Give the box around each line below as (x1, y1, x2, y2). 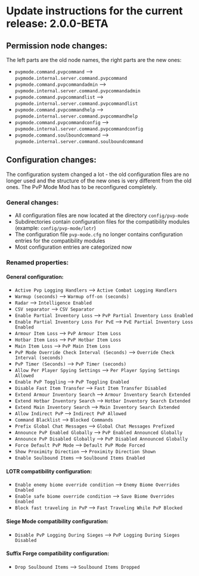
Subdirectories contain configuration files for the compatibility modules (14, 218, 190, 225)
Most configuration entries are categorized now (14, 243, 132, 251)
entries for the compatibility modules (14, 237, 105, 244)
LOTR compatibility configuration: (6, 467, 92, 475)
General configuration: (6, 273, 64, 280)
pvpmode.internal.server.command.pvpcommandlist (14, 101, 138, 107)
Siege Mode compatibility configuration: (6, 518, 109, 525)
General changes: (6, 198, 59, 206)
